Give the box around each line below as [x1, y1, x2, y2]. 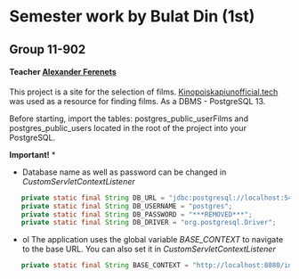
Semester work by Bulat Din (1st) [9, 6, 255, 27]
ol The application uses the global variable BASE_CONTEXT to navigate [21, 234, 284, 245]
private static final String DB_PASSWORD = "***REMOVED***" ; [20, 209, 253, 219]
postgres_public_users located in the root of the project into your [9, 122, 247, 133]
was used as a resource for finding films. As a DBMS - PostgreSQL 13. [9, 95, 266, 106]
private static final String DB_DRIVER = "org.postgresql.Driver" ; [20, 218, 277, 227]
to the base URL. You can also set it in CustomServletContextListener [21, 243, 276, 255]
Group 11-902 [9, 42, 86, 57]
